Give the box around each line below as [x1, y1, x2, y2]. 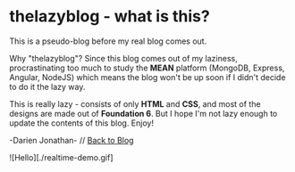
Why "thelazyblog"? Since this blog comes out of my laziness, [9, 53, 239, 63]
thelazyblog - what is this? [9, 6, 210, 27]
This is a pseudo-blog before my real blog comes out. [9, 36, 207, 46]
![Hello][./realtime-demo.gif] [9, 152, 114, 162]
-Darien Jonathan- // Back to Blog [9, 135, 134, 145]
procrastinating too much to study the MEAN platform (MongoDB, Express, [9, 62, 285, 73]
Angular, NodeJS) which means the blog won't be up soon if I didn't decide [9, 71, 286, 82]
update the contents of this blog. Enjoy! [9, 118, 155, 128]
